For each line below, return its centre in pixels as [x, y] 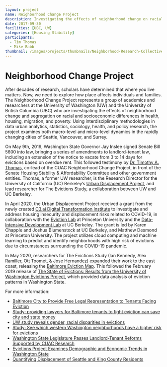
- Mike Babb [22, 47]
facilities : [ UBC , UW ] [29, 28]
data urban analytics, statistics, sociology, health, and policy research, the [81, 127]
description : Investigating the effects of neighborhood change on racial [84, 19]
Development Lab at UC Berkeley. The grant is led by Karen [85, 225]
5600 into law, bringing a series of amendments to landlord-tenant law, [78, 152]
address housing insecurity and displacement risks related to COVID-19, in [81, 215]
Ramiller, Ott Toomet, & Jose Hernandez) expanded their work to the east [80, 261]
